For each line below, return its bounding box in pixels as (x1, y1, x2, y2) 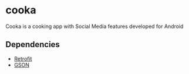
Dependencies (5, 40, 60, 50)
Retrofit (14, 55, 32, 62)
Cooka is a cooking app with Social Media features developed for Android (5, 23, 184, 30)
